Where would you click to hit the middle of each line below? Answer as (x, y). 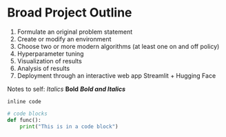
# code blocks (28, 114)
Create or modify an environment (64, 39)
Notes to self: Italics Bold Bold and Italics (66, 89)
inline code (24, 101)
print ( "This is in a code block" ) (69, 126)
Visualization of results (50, 61)
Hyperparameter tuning (50, 54)
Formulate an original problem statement (75, 32)
